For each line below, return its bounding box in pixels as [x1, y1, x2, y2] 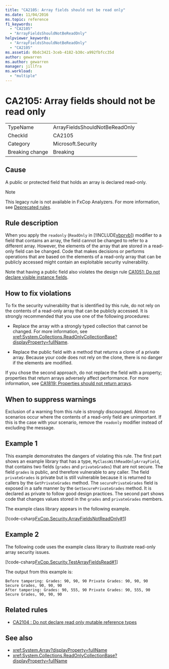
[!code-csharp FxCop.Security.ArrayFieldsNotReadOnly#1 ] [5, 515, 126, 522]
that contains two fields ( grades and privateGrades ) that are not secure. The [5, 463, 163, 469]
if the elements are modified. [12, 360, 73, 366]
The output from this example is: [5, 569, 73, 575]
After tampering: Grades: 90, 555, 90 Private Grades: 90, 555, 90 [5, 587, 151, 592]
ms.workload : [5, 69, 33, 74]
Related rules [5, 606, 48, 614]
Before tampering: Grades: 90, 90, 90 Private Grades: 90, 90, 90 [5, 578, 148, 583]
